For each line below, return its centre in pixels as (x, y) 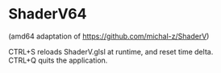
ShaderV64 (48, 14)
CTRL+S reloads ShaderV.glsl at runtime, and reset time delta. (111, 51)
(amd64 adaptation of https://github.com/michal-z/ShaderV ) (109, 36)
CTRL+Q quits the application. (58, 60)
